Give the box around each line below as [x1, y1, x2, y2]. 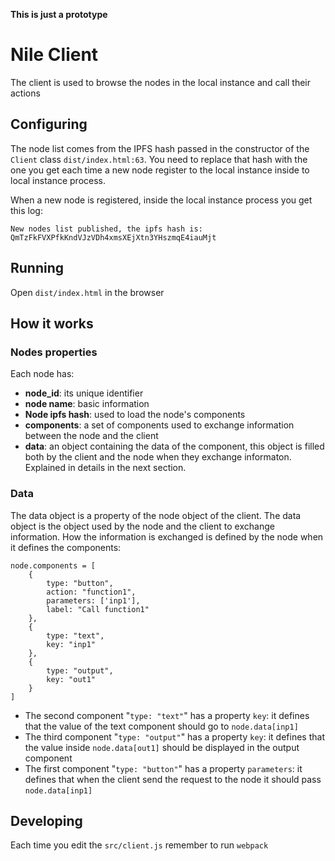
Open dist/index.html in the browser [10, 286, 165, 298]
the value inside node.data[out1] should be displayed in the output [24, 741, 300, 753]
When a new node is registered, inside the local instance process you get [10, 194, 313, 206]
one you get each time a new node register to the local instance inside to [10, 164, 310, 176]
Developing [10, 812, 83, 829]
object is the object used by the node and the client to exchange [10, 520, 275, 532]
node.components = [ [10, 560, 97, 571]
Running [10, 260, 65, 277]
